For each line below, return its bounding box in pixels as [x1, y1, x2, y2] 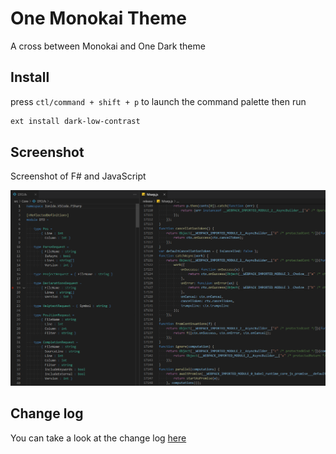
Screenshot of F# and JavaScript [10, 170, 147, 182]
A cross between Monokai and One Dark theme [10, 40, 206, 52]
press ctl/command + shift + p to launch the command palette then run [10, 95, 307, 107]
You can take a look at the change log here [10, 432, 187, 444]
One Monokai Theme [10, 7, 187, 30]
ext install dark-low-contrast [10, 116, 141, 126]
